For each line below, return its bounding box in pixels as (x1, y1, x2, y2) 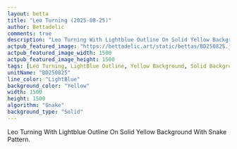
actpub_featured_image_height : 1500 (7, 56, 115, 63)
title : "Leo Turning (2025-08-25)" (7, 17, 112, 24)
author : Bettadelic (7, 23, 65, 30)
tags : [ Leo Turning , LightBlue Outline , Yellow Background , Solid (7, 63, 207, 70)
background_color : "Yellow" (7, 82, 90, 89)
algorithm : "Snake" (7, 102, 65, 109)
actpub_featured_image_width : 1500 (7, 50, 112, 57)
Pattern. (7, 135, 30, 143)
